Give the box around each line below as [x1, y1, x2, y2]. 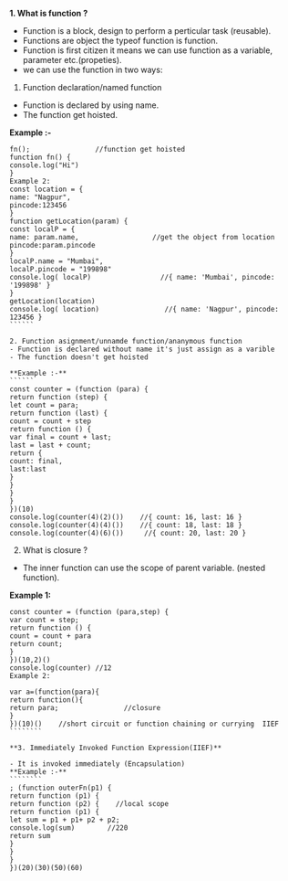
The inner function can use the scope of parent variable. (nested [22, 562, 266, 573]
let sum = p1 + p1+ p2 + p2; [9, 815, 120, 824]
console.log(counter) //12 [9, 663, 112, 673]
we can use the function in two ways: [22, 64, 163, 75]
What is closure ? [22, 545, 88, 556]
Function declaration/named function [22, 82, 162, 92]
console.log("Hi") [9, 161, 79, 170]
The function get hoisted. [22, 110, 118, 120]
